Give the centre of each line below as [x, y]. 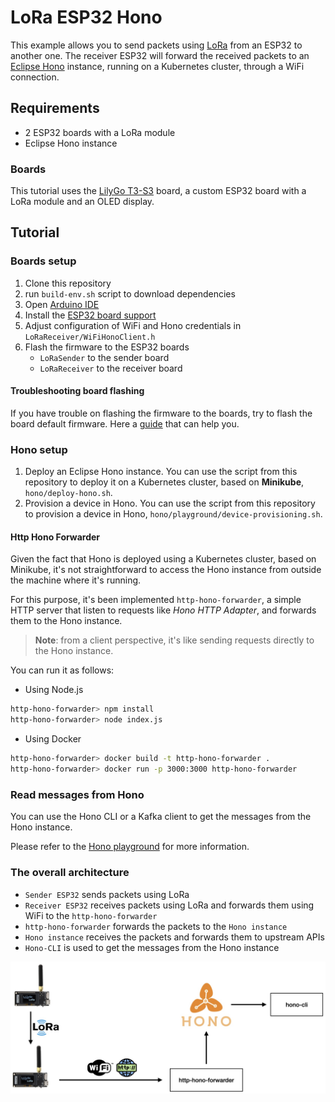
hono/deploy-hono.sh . [68, 493]
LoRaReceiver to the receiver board [111, 368]
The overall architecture [70, 873]
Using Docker [53, 739]
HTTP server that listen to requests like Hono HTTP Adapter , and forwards [163, 610]
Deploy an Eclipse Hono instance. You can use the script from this [161, 472]
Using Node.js [54, 690]
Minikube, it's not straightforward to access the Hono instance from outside [166, 570]
